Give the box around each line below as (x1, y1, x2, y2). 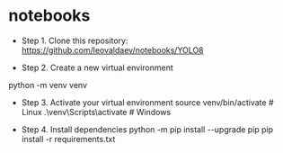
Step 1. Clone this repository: (21, 35, 128, 46)
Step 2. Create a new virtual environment (21, 62, 174, 73)
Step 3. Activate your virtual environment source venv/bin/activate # (21, 96, 275, 108)
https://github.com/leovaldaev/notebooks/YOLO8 (21, 44, 204, 55)
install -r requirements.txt (21, 133, 116, 144)
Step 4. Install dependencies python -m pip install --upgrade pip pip (21, 123, 274, 135)
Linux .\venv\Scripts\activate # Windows (21, 106, 172, 117)
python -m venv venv (8, 79, 87, 90)
